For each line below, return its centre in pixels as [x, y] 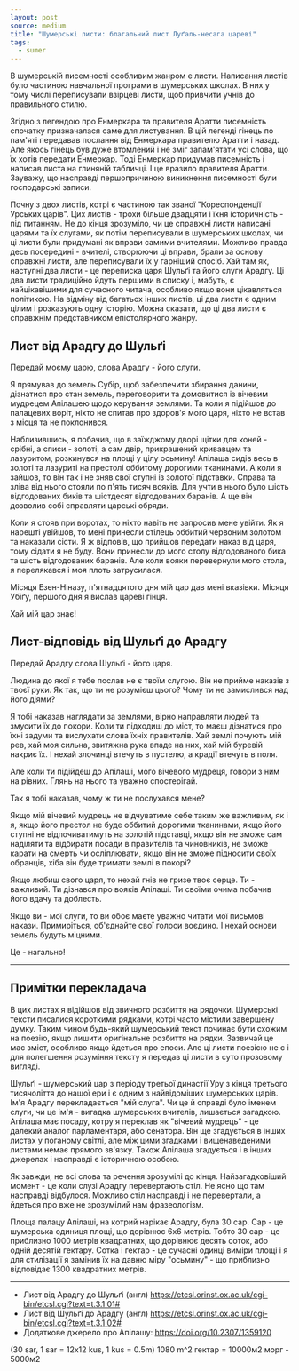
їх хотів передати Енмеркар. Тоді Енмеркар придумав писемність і [138, 159]
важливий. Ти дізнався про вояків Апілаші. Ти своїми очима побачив [141, 889]
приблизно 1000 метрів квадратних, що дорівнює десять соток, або [139, 1240]
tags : [20, 42]
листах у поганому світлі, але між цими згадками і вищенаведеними [141, 1140]
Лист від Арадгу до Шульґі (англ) [86, 1295]
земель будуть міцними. [56, 935]
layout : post [34, 17]
